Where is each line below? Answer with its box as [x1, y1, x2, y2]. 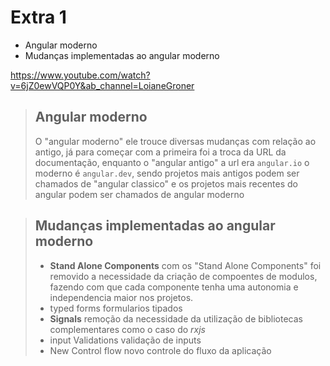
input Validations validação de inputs [49, 334, 202, 346]
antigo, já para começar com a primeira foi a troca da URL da [34, 146, 287, 158]
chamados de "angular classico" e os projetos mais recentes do [34, 177, 298, 190]
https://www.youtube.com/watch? [10, 69, 151, 81]
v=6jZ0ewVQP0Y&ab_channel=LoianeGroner [10, 79, 195, 91]
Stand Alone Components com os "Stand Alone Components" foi [49, 259, 322, 271]
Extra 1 [10, 6, 67, 29]
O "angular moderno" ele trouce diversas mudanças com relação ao [34, 135, 317, 147]
